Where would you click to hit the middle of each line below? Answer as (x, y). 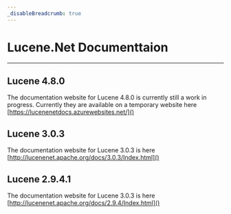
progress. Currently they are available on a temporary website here (102, 105)
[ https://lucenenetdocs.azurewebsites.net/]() (71, 112)
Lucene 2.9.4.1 (39, 179)
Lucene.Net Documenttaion (88, 47)
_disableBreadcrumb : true (44, 13)
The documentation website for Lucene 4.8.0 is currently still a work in (107, 97)
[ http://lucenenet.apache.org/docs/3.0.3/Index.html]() (83, 158)
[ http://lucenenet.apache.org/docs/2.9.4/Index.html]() (84, 203)
